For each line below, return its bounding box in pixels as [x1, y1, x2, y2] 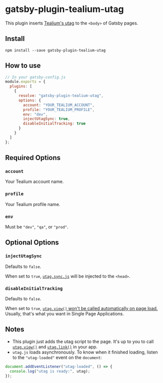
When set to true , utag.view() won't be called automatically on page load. [5, 305, 158, 311]
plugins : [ [9, 84, 32, 89]
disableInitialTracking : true [23, 121, 86, 126]
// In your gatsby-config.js [5, 74, 66, 79]
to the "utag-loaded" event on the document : [12, 354, 102, 360]
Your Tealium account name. [5, 178, 64, 184]
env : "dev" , [23, 111, 48, 117]
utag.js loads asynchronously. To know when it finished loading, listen [12, 349, 158, 355]
